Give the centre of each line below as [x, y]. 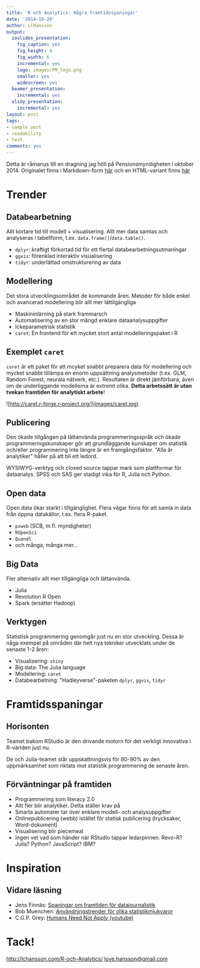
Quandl [23, 539]
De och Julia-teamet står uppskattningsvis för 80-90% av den [83, 759]
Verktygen [26, 622]
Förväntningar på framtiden [59, 785]
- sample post [24, 127]
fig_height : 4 [35, 51]
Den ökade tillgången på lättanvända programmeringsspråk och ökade [94, 437]
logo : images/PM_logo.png [50, 70]
